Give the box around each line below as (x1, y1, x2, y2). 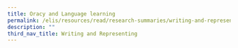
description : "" (7, 23, 55, 30)
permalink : (7, 17, 40, 24)
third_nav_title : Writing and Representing (7, 30, 138, 37)
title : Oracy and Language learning (7, 10, 115, 18)
